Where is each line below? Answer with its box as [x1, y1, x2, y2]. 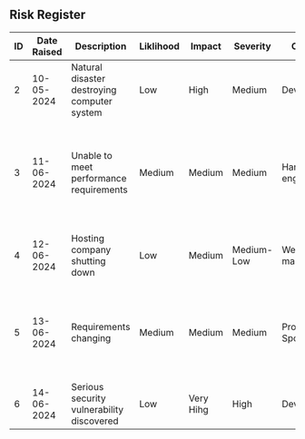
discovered [71, 415, 120, 427]
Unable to [71, 149, 113, 161]
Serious [71, 380, 104, 393]
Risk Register [9, 7, 86, 23]
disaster [71, 72, 106, 84]
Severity [233, 40, 271, 53]
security [71, 392, 106, 405]
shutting [71, 254, 106, 267]
